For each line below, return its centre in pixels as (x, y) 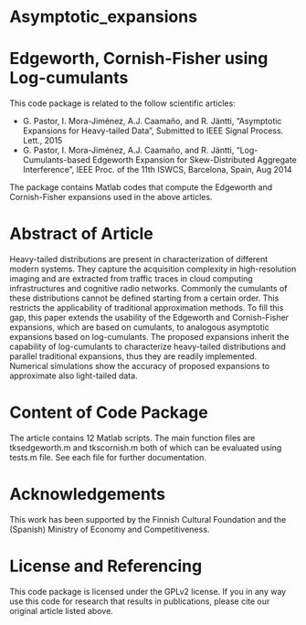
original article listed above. (62, 610)
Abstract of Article (81, 234)
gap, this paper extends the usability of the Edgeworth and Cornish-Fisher (149, 318)
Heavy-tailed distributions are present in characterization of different (139, 260)
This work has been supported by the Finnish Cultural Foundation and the (148, 519)
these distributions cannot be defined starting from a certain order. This (144, 298)
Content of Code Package (109, 413)
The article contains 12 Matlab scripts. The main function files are (132, 438)
